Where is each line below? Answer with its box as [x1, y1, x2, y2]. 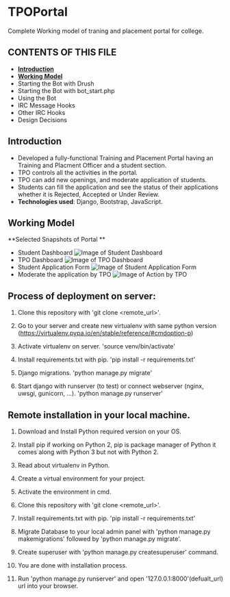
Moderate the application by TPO [17, 270, 112, 279]
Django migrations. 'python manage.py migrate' [17, 369, 153, 377]
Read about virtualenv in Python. [17, 461, 110, 469]
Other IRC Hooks [17, 108, 66, 116]
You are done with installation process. [17, 561, 127, 569]
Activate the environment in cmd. [17, 487, 112, 496]
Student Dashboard [17, 249, 73, 257]
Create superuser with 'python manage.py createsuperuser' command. [17, 548, 218, 556]
